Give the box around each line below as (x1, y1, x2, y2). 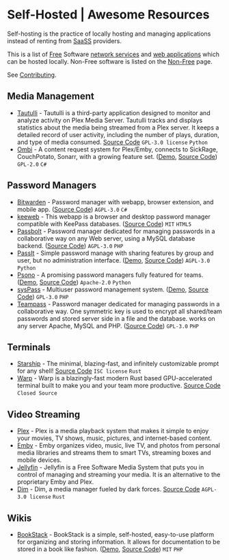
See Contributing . (7, 71, 57, 79)
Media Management (7, 90, 94, 102)
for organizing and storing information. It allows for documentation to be (16, 538, 221, 546)
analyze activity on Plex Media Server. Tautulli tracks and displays (16, 116, 203, 124)
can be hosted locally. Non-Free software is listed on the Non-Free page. (7, 57, 213, 65)
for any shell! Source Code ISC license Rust (16, 367, 142, 375)
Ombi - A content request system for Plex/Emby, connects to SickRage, (16, 145, 219, 154)
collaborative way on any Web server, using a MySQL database (16, 234, 196, 243)
